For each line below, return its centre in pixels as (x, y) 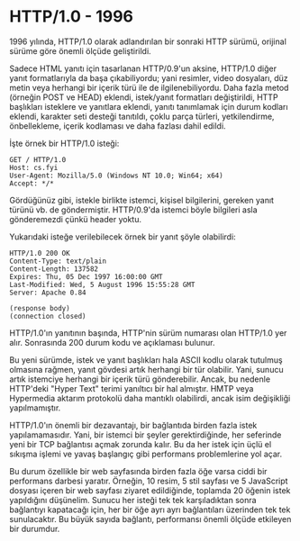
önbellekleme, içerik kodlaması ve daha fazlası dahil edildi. (118, 126)
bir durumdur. (35, 528)
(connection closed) (48, 316)
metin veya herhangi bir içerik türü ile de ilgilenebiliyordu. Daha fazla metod (149, 87)
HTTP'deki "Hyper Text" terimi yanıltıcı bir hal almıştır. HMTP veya (132, 388)
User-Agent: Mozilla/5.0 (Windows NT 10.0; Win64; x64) (116, 176)
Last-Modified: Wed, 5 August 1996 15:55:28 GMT (102, 284)
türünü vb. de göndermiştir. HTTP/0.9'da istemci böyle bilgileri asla (134, 210)
